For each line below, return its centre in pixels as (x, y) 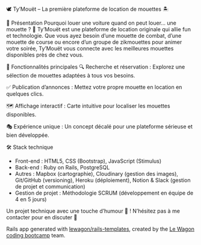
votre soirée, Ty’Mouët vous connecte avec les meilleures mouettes (90, 48)
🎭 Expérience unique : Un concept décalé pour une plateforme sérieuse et (100, 126)
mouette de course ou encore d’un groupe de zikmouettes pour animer (94, 42)
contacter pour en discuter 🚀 (42, 217)
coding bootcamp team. (36, 235)
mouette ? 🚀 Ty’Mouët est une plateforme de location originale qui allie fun (99, 29)
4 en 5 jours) (31, 199)
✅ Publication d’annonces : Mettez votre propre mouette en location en (94, 87)
